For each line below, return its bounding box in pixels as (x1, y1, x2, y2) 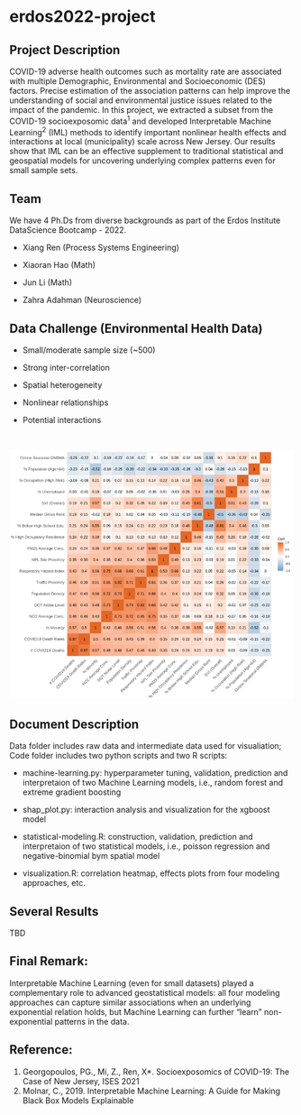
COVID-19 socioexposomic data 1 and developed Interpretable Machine (9, 115, 272, 126)
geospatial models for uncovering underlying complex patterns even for (9, 155, 277, 166)
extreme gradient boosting (22, 787, 122, 797)
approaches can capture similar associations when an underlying (9, 997, 251, 1008)
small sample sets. (9, 165, 78, 176)
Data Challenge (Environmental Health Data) (9, 320, 263, 336)
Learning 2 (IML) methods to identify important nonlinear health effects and (9, 124, 287, 137)
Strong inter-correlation (22, 362, 110, 373)
